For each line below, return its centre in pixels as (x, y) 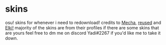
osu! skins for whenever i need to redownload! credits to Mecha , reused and (83, 22)
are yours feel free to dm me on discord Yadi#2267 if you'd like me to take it (83, 33)
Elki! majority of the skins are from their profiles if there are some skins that (82, 27)
